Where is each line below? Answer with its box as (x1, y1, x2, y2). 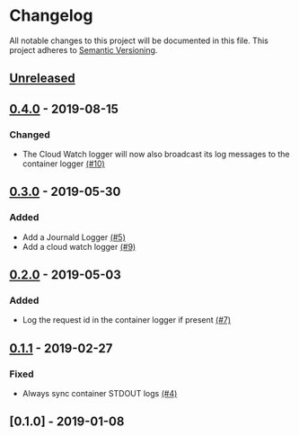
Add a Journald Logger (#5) (22, 231, 126, 243)
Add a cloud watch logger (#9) (22, 241, 136, 252)
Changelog (9, 5, 93, 26)
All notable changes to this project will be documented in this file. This (9, 35, 269, 46)
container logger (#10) (22, 158, 105, 169)
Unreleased (9, 71, 76, 86)
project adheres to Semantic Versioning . (9, 44, 158, 55)
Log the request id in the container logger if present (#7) (22, 315, 232, 325)
